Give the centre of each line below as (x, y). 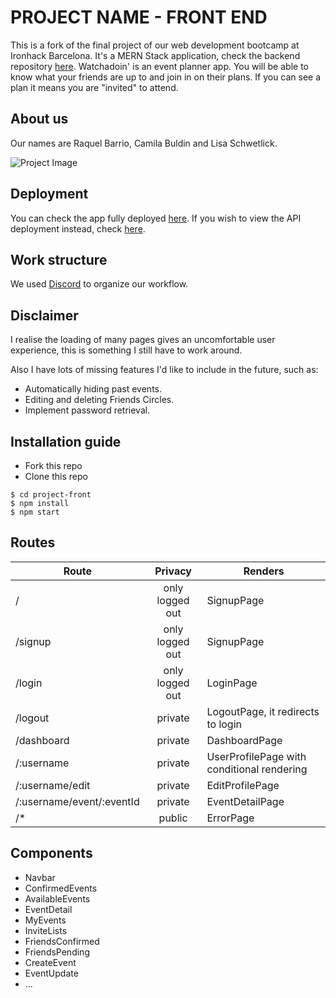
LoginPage (232, 683)
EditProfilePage (243, 785)
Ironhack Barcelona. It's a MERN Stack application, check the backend (155, 55)
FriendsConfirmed (62, 941)
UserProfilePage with (256, 756)
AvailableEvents (57, 898)
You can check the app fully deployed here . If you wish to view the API (156, 218)
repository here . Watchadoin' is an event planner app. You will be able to (159, 66)
